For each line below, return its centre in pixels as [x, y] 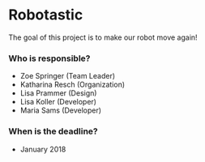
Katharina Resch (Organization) [73, 85]
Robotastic [46, 15]
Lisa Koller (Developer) [58, 102]
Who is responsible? [49, 58]
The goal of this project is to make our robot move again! [103, 37]
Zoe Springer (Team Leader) [68, 76]
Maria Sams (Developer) [61, 110]
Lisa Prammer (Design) [58, 93]
